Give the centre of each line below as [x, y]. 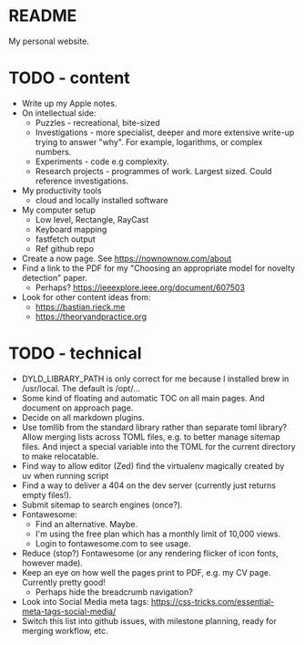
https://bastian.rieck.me [80, 307]
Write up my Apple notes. [69, 103]
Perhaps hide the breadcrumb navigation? [114, 592]
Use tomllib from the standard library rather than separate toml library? [154, 427]
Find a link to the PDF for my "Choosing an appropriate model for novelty [158, 268]
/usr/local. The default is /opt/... [81, 388]
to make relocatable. [60, 456]
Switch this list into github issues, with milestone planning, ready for [149, 620]
